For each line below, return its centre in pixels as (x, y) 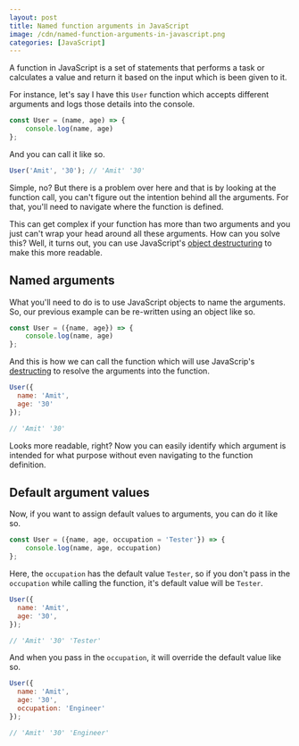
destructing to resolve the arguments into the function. (109, 371)
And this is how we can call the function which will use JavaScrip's (132, 362)
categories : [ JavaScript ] (57, 42)
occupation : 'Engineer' (61, 708)
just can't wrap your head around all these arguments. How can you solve (145, 233)
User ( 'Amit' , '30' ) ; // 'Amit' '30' (77, 171)
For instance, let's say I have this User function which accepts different (139, 95)
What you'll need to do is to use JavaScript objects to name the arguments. (147, 302)
